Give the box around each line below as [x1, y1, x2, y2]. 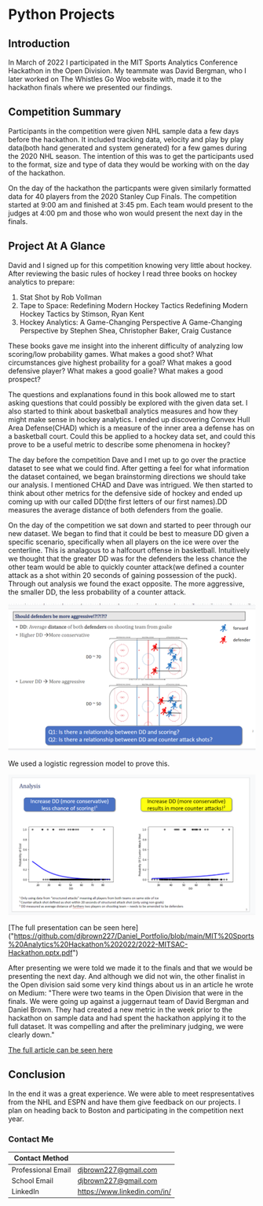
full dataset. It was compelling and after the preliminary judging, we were [8, 1021, 244, 1031]
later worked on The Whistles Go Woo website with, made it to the [8, 75, 222, 83]
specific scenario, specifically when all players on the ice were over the [8, 537, 239, 546]
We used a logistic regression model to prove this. [8, 759, 170, 768]
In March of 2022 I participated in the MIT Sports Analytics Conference [8, 57, 238, 67]
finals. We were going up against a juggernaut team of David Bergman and [8, 996, 250, 1006]
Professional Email [11, 1165, 71, 1175]
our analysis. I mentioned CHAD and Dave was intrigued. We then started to [8, 480, 254, 489]
